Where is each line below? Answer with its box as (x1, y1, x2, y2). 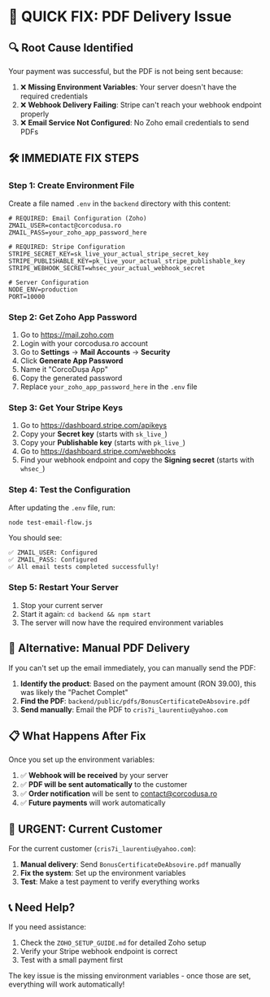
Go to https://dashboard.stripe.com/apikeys (20, 421, 168, 431)
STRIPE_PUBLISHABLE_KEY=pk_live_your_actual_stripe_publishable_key (8, 256, 246, 265)
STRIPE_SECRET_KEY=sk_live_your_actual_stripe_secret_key (8, 250, 209, 258)
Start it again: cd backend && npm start (20, 609, 151, 619)
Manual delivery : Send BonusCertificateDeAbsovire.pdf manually (20, 859, 242, 869)
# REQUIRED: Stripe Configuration (8, 243, 126, 251)
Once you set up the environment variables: (8, 754, 155, 764)
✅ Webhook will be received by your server (20, 771, 168, 781)
